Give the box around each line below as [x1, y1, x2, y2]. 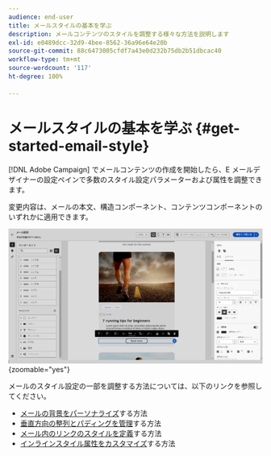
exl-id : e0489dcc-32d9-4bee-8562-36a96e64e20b [8, 39, 168, 47]
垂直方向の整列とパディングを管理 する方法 [19, 418, 161, 428]
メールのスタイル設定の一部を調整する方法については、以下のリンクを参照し [8, 381, 263, 391]
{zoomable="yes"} [8, 364, 70, 374]
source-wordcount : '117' [8, 64, 92, 73]
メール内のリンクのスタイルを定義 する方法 [19, 428, 162, 438]
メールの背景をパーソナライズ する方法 [19, 408, 148, 418]
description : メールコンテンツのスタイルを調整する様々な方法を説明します [8, 30, 230, 38]
